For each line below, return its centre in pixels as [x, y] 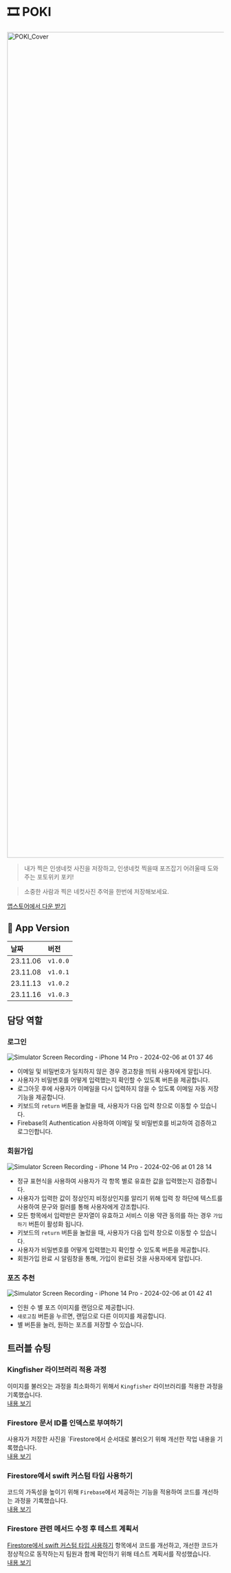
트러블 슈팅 [29, 1348]
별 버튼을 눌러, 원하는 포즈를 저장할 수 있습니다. [80, 1325]
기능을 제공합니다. [41, 1098]
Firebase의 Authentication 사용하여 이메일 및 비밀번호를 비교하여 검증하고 [117, 1123]
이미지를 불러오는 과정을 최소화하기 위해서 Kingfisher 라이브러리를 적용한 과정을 [115, 1386]
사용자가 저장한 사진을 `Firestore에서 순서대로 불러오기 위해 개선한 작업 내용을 [111, 1439]
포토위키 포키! [55, 877]
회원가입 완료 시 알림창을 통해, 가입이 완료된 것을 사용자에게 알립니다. [110, 1258]
